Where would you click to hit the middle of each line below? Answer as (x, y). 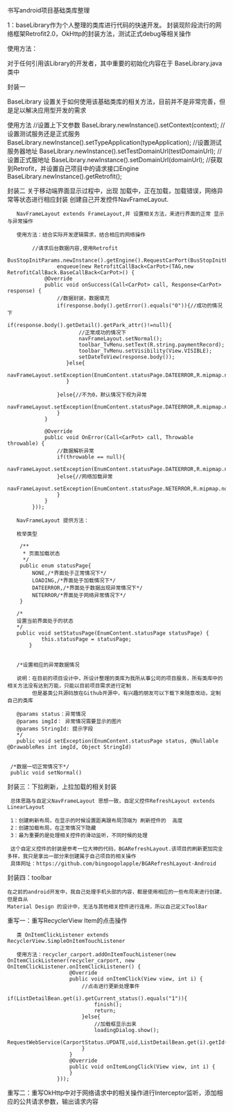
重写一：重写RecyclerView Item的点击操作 (67, 920)
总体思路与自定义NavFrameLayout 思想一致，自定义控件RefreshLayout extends (112, 801)
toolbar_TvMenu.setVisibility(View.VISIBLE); (146, 351)
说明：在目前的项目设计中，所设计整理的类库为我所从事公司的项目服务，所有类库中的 (120, 678)
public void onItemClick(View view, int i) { (136, 979)
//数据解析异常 (76, 451)
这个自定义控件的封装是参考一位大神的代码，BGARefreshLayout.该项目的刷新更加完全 (116, 849)
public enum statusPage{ (55, 566)
